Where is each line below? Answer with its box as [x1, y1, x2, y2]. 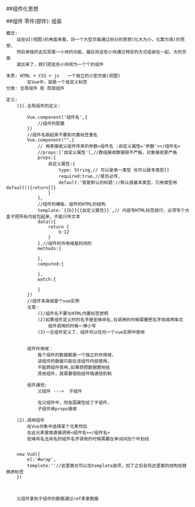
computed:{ [37, 261, 64, 267]
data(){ [37, 219, 57, 225]
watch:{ [37, 276, 57, 282]
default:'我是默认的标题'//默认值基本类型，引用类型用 [58, 180, 177, 185]
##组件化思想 [6, 5, 39, 12]
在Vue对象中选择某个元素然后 [27, 424, 88, 430]
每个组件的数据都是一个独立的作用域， [37, 352, 116, 358]
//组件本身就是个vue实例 [27, 298, 80, 304]
